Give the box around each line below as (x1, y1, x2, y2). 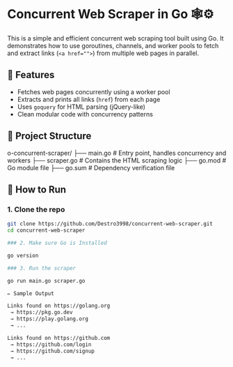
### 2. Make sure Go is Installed (7, 239, 108, 246)
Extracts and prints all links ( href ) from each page (17, 95, 161, 103)
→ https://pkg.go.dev (10, 309, 73, 316)
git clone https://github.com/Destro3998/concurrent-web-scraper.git (7, 220, 214, 227)
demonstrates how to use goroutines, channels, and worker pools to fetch (7, 41, 219, 50)
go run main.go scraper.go (7, 277, 86, 284)
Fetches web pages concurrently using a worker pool (17, 87, 170, 96)
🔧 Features (7, 69, 55, 81)
